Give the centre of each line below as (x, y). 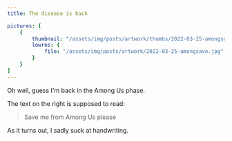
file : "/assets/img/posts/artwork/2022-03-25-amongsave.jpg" (134, 52)
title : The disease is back (48, 13)
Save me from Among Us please (70, 117)
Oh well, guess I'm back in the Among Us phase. (76, 90)
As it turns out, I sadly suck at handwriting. (68, 130)
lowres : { (46, 45)
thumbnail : (48, 39)
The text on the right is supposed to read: (66, 103)
